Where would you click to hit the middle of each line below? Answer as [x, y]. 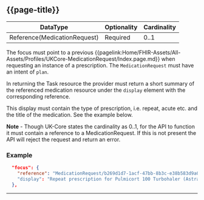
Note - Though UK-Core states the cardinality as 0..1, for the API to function [101, 126]
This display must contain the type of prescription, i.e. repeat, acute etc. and [102, 108]
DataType [54, 27]
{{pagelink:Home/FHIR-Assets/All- [138, 52]
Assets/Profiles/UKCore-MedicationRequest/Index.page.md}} [83, 59]
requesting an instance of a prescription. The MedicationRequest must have [100, 65]
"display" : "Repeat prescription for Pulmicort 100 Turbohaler [99, 179]
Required [117, 37]
